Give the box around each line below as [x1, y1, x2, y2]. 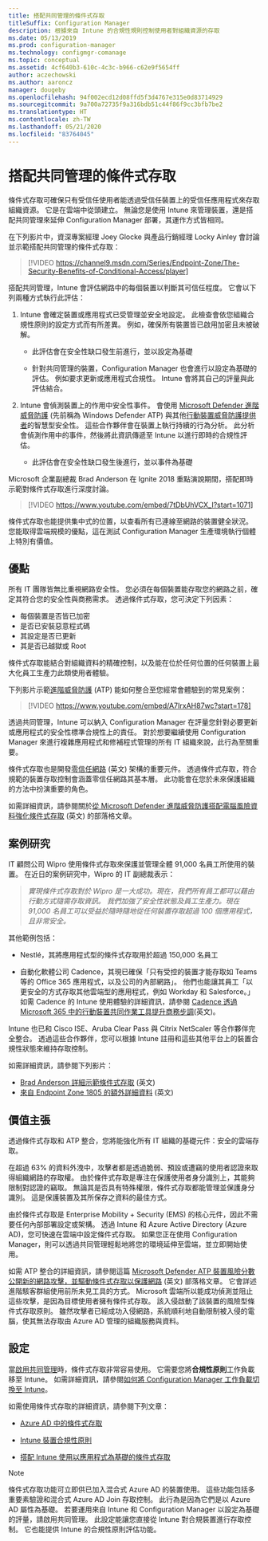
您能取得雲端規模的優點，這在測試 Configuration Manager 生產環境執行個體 [8, 526, 257, 536]
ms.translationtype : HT [8, 108, 88, 116]
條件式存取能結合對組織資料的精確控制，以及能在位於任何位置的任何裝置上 [8, 658, 253, 668]
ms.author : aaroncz [8, 78, 73, 86]
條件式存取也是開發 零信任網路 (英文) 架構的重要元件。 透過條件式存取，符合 [8, 765, 258, 774]
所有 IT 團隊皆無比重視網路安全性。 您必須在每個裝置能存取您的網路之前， [8, 584, 251, 594]
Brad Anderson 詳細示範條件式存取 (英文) [19, 1078, 156, 1087]
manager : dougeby [8, 85, 66, 94]
